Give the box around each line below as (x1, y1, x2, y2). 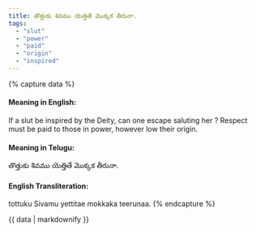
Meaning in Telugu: (8, 142, 75, 152)
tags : (8, 19, 27, 27)
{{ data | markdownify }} (8, 215, 90, 225)
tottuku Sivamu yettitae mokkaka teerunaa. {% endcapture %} (8, 199, 216, 209)
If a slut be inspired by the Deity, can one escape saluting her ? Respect (8, 116, 248, 125)
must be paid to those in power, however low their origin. (8, 124, 198, 134)
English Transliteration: (8, 181, 89, 191)
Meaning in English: (8, 98, 77, 108)
